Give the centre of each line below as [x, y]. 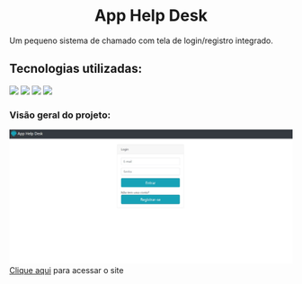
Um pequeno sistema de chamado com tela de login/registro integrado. [142, 40]
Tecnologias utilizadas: [75, 69]
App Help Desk [151, 16]
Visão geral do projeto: [60, 115]
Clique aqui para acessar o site [67, 270]
